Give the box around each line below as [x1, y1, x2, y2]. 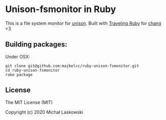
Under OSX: [5, 53, 30, 59]
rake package [5, 72, 33, 77]
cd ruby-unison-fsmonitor [5, 68, 60, 73]
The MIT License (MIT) [5, 99, 53, 105]
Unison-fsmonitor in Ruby [5, 4, 116, 15]
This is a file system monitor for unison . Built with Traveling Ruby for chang [5, 20, 161, 26]
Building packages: [5, 40, 67, 49]
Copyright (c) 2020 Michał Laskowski [5, 109, 84, 115]
